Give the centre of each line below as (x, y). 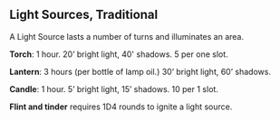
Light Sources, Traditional (84, 15)
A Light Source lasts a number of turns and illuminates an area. (127, 36)
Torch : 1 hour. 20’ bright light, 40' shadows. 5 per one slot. (119, 54)
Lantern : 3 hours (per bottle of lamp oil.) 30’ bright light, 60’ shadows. (140, 71)
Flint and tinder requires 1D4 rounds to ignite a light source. (121, 107)
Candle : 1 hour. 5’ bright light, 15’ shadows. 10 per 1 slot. (114, 88)
